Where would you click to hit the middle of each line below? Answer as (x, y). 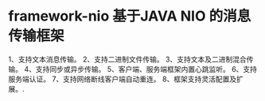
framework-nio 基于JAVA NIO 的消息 (130, 16)
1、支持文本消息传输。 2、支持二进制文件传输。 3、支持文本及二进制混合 (127, 59)
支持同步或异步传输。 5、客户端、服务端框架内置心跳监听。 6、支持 (146, 69)
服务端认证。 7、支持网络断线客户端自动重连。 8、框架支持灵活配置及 (123, 79)
